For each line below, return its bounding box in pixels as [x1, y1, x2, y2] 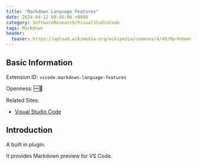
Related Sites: [6, 97, 39, 104]
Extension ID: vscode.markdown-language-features [6, 73, 127, 80]
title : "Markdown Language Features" [6, 8, 99, 15]
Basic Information [6, 58, 73, 68]
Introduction [6, 125, 53, 136]
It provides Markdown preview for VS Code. [6, 152, 113, 159]
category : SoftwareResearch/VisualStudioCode [6, 19, 120, 25]
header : [6, 31, 25, 37]
